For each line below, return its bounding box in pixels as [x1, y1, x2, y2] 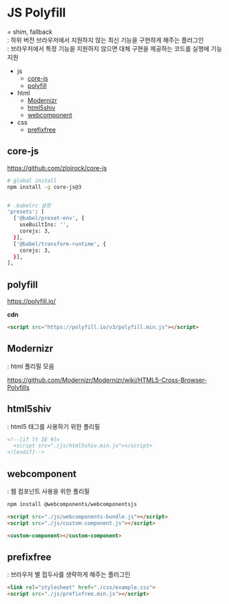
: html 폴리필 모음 [7, 362, 54, 370]
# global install [7, 177, 57, 184]
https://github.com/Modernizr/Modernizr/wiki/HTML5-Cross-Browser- [7, 376, 208, 384]
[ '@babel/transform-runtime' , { [13, 240, 107, 248]
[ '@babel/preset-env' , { [13, 215, 85, 222]
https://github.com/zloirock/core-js [7, 163, 107, 172]
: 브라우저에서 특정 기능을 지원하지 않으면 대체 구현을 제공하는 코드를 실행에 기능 [7, 44, 223, 52]
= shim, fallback [7, 28, 53, 36]
